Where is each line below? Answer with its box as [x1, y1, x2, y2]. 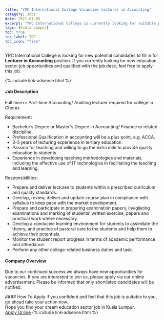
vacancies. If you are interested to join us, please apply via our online [5, 274, 144, 280]
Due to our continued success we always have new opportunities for [5, 269, 143, 274]
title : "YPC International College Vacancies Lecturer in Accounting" [5, 7, 152, 12]
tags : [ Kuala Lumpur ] [5, 25, 49, 30]
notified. [5, 284, 22, 290]
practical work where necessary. [12, 215, 78, 221]
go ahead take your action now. [5, 299, 68, 305]
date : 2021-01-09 [5, 16, 41, 21]
